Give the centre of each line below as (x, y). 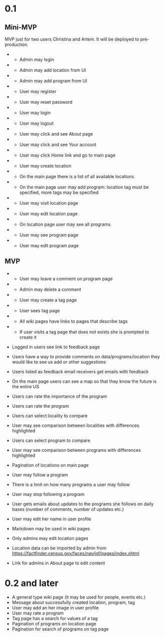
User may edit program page (49, 245)
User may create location (45, 166)
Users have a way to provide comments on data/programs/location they (86, 356)
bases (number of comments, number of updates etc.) (68, 509)
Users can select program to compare (51, 440)
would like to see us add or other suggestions (59, 362)
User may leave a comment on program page (66, 279)
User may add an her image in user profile (55, 607)
